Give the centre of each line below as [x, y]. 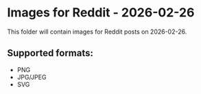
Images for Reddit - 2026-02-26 [101, 13]
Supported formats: [50, 53]
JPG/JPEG [32, 77]
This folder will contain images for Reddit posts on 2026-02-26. [97, 32]
